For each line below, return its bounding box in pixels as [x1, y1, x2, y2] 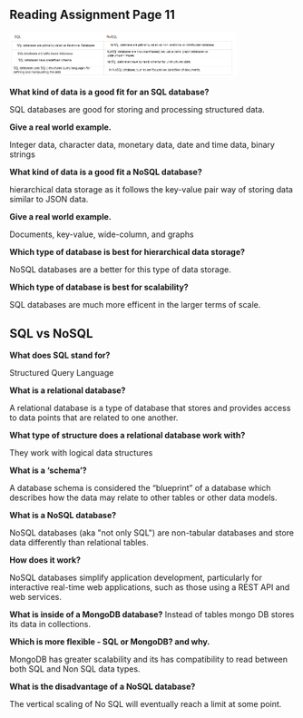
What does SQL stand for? [9, 349, 111, 361]
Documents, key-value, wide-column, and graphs [9, 229, 194, 240]
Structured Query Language [9, 368, 114, 379]
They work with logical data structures [9, 448, 153, 458]
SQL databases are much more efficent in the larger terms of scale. [9, 300, 261, 310]
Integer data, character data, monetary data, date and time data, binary [9, 140, 275, 151]
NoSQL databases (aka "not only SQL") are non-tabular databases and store [9, 527, 295, 538]
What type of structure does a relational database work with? [9, 430, 246, 441]
